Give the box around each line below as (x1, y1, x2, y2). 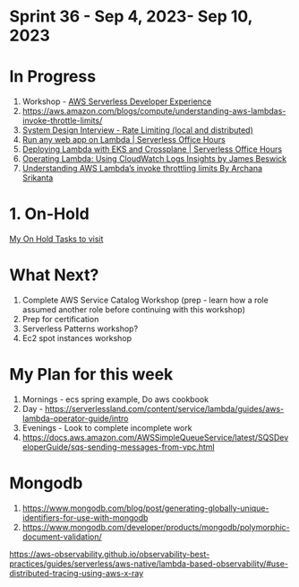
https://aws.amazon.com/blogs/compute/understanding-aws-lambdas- (21, 106, 286, 117)
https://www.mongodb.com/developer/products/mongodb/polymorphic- (21, 521, 291, 532)
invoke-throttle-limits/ (21, 115, 103, 127)
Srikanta (21, 172, 54, 183)
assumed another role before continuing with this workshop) (21, 304, 246, 315)
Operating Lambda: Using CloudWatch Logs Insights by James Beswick (21, 153, 287, 164)
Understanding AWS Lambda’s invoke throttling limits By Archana (21, 163, 262, 174)
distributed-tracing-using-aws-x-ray (9, 567, 144, 578)
